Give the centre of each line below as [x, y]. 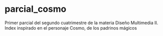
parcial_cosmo [35, 9]
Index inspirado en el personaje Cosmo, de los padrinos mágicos [71, 28]
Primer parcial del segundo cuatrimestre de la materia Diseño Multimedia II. [81, 23]
